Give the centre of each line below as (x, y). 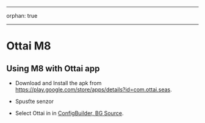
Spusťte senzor (34, 101)
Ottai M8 (29, 46)
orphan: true (22, 16)
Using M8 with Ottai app (53, 69)
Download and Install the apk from (58, 83)
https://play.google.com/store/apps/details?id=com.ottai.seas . (93, 90)
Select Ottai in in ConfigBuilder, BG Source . (69, 113)
